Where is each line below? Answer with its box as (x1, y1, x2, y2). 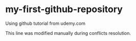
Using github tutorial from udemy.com (5, 20, 86, 26)
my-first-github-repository (5, 4, 123, 15)
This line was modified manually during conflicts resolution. (5, 30, 131, 36)
